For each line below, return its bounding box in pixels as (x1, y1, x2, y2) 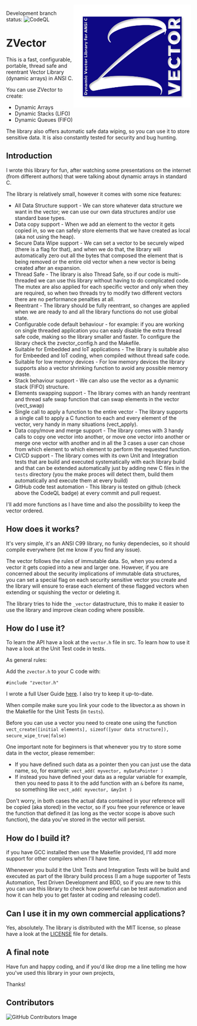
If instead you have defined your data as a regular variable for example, (14, 774, 188, 781)
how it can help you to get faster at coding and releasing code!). (6, 891, 161, 898)
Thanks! (6, 981, 26, 988)
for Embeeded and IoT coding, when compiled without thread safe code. (14, 352, 190, 359)
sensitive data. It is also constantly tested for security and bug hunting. (6, 134, 178, 141)
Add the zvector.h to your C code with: (6, 668, 101, 675)
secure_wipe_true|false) (6, 733, 67, 739)
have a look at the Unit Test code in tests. (6, 645, 106, 652)
